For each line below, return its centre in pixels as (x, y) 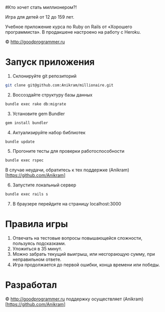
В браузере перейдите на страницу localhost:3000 (67, 204)
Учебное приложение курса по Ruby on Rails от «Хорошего (69, 27)
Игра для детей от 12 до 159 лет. (40, 17)
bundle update (20, 142)
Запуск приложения (50, 62)
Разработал (31, 285)
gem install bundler (27, 123)
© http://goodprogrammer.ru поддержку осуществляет (64, 299)
